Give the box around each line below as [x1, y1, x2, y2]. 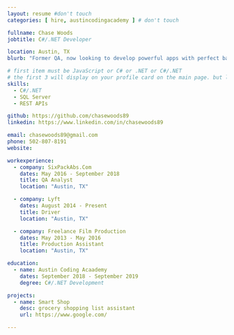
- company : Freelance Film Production [13, 228, 127, 234]
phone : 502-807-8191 [7, 138, 68, 145]
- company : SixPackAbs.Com [13, 163, 92, 171]
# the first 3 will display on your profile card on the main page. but [7, 74, 223, 81]
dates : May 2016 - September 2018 [19, 170, 120, 177]
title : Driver [19, 209, 61, 216]
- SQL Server [13, 94, 52, 100]
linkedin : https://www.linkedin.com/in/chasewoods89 [7, 119, 164, 126]
